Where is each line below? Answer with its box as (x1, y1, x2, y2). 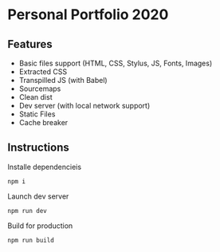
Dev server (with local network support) (18, 101, 151, 110)
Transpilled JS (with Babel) (18, 76, 108, 85)
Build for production (7, 221, 73, 230)
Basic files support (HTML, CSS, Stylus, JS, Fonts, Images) (18, 58, 213, 68)
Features (7, 37, 53, 51)
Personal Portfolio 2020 (7, 6, 169, 24)
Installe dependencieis (7, 162, 81, 171)
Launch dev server (7, 191, 69, 201)
